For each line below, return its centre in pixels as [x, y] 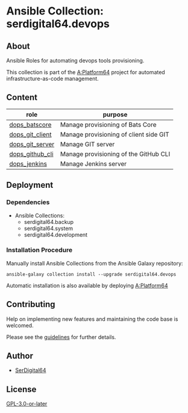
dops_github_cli [31, 154]
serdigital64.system [49, 228]
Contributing [31, 304]
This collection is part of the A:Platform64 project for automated [86, 72]
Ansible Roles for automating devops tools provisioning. [75, 61]
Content [22, 98]
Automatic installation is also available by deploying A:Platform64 [87, 285]
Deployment [30, 185]
